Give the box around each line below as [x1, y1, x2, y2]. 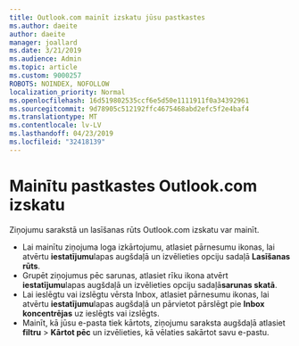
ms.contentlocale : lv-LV [9, 121, 102, 130]
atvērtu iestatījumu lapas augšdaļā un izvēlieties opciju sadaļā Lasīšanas [21, 251, 291, 261]
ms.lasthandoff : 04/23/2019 [9, 129, 114, 138]
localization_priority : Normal [9, 87, 126, 96]
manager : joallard [9, 37, 78, 47]
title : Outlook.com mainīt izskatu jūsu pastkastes [9, 12, 205, 22]
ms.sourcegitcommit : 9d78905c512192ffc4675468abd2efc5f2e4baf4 [9, 104, 250, 113]
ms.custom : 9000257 [9, 71, 82, 80]
